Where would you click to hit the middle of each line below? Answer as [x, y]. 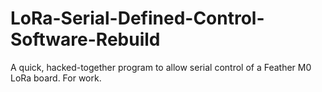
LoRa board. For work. [56, 78]
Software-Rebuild [85, 39]
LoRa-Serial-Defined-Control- [137, 18]
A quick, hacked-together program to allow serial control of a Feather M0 [161, 67]
